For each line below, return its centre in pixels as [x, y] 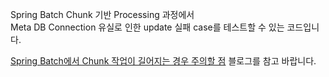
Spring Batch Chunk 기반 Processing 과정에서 [102, 14]
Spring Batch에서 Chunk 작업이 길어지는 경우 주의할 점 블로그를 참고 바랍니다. [163, 61]
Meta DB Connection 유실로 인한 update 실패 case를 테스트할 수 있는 [147, 27]
